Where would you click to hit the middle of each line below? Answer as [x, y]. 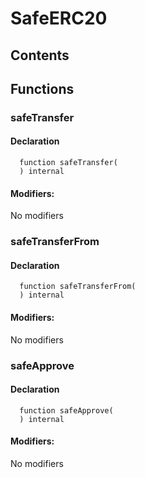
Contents [40, 55]
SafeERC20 [59, 18]
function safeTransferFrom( [78, 287]
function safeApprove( [66, 410]
